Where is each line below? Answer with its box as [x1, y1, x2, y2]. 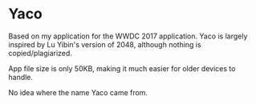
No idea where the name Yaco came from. [8, 87, 148, 97]
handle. [8, 72, 34, 82]
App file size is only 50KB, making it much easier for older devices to [8, 63, 236, 73]
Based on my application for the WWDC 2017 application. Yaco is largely [8, 31, 248, 41]
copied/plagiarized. [8, 48, 72, 58]
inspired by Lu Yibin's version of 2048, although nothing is [8, 39, 202, 49]
